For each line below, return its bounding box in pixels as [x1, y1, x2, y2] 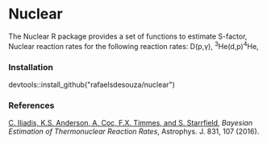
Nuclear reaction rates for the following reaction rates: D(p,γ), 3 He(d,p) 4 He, [8, 39, 260, 51]
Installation [8, 61, 54, 72]
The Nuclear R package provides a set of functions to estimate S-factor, [8, 31, 248, 41]
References [8, 100, 55, 111]
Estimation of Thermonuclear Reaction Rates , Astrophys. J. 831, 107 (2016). [8, 126, 260, 137]
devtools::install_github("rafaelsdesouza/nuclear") [8, 80, 175, 89]
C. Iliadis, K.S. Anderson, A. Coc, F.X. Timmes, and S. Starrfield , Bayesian [8, 118, 252, 128]
